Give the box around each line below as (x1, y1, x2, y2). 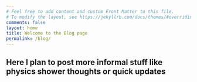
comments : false (6, 19, 46, 25)
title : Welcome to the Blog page (6, 30, 88, 36)
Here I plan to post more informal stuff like (6, 57, 163, 67)
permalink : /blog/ (6, 36, 51, 42)
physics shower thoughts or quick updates (6, 67, 166, 77)
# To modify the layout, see (6, 14, 77, 20)
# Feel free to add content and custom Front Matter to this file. (6, 8, 175, 15)
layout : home (6, 25, 38, 31)
